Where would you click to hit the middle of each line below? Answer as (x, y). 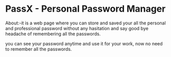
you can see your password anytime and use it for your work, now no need (84, 43)
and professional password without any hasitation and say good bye (77, 28)
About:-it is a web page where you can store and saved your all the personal (86, 23)
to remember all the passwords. (39, 49)
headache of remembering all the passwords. (53, 34)
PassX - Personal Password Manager (86, 9)
